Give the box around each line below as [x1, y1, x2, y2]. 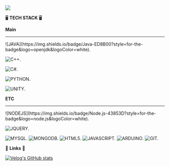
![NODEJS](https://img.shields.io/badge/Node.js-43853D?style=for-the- [5, 110, 156, 116]
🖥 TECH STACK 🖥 [5, 15, 42, 21]
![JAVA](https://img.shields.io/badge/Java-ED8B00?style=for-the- [5, 41, 143, 47]
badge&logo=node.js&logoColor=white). [5, 116, 90, 121]
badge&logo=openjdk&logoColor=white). [5, 47, 91, 52]
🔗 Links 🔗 [5, 145, 25, 151]
